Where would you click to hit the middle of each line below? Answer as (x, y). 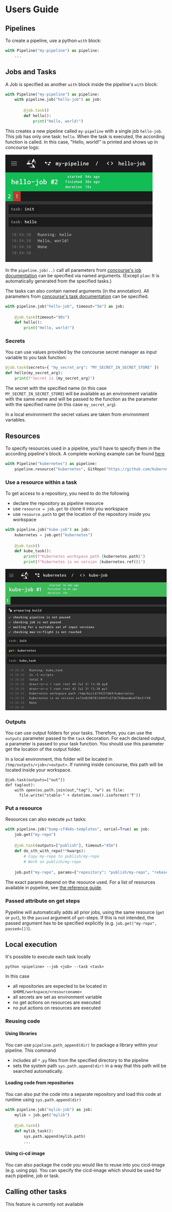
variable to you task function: (36, 358)
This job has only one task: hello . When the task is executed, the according (85, 136)
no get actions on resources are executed (57, 1002)
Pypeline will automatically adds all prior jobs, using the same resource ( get (85, 912)
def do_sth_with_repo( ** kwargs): (50, 851)
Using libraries (21, 1033)
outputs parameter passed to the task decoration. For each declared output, (86, 738)
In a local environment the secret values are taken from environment (77, 414)
